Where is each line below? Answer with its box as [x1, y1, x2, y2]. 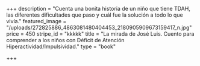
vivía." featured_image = [6, 18, 67, 24]
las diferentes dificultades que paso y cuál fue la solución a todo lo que [6, 11, 183, 18]
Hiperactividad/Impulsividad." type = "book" [6, 43, 116, 50]
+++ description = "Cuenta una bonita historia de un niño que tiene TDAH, [6, 5, 191, 12]
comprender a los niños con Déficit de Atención [6, 37, 125, 43]
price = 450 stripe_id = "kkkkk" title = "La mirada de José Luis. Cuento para [6, 30, 195, 37]
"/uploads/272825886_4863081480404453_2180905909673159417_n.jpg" [6, 24, 192, 31]
